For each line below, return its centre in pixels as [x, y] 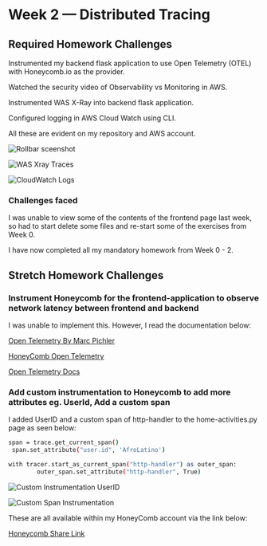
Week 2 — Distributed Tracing [110, 15]
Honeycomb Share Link [47, 533]
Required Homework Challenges [90, 44]
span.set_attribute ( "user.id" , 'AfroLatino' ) [88, 450]
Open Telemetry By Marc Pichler [62, 340]
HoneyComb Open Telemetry [56, 355]
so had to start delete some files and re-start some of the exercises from [128, 226]
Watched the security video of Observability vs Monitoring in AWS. [118, 87]
